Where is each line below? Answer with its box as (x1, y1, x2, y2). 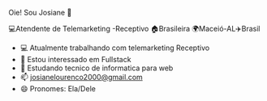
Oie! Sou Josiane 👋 (8, 8, 72, 17)
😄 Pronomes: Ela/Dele (19, 84, 96, 93)
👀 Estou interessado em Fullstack (19, 55, 131, 64)
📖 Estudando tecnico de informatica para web (19, 63, 174, 73)
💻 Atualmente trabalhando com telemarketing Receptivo (19, 43, 210, 53)
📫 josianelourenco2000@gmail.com (19, 73, 144, 82)
